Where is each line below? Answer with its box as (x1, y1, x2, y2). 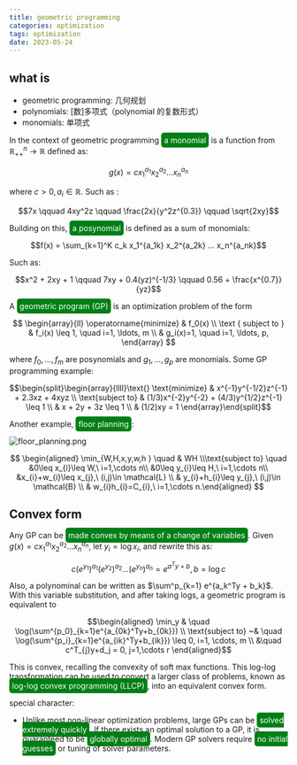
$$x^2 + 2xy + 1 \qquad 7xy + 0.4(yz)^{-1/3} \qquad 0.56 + (14, 274, 231, 284)
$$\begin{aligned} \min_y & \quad (87, 616, 210, 627)
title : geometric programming (9, 12, 121, 22)
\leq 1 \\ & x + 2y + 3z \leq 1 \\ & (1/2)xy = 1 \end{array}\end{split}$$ (26, 401, 271, 412)
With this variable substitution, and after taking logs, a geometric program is (9, 590, 286, 600)
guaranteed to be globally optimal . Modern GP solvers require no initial (21, 734, 288, 745)
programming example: (9, 365, 95, 376)
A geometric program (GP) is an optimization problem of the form (9, 300, 253, 311)
